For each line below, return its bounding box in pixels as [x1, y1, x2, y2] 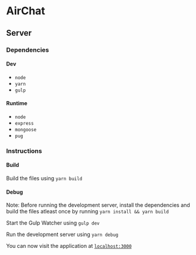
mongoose [14, 127, 37, 133]
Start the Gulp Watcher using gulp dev [6, 219, 100, 226]
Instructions [6, 147, 43, 155]
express [14, 120, 34, 126]
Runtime [6, 100, 28, 107]
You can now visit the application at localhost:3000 [6, 243, 132, 250]
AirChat [6, 4, 46, 18]
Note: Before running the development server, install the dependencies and [6, 202, 190, 209]
